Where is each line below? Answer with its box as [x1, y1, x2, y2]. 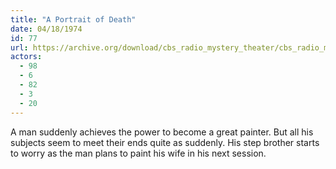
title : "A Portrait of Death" [10, 14, 137, 25]
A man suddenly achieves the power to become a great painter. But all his [10, 126, 314, 138]
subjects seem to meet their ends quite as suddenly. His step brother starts [10, 136, 320, 148]
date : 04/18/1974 [10, 24, 83, 34]
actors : [10, 52, 43, 62]
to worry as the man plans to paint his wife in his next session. [10, 147, 267, 159]
